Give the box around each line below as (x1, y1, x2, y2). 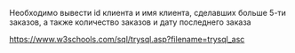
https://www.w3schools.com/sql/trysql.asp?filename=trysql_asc (9, 34, 245, 44)
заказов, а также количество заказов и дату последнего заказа (9, 17, 251, 27)
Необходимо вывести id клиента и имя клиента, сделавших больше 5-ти (9, 8, 287, 18)
